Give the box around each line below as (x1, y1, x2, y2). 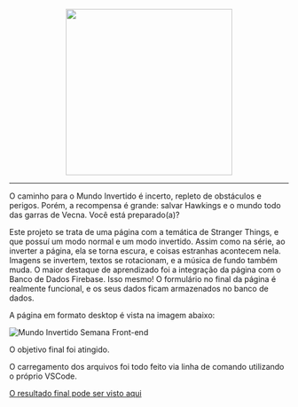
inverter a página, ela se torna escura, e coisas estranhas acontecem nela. (9, 246, 281, 256)
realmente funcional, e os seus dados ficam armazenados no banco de (9, 284, 269, 294)
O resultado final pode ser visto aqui (9, 388, 142, 398)
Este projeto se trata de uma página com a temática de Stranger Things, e (9, 227, 279, 237)
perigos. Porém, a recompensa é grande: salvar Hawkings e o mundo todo (9, 200, 281, 210)
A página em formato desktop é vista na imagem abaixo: (9, 310, 216, 320)
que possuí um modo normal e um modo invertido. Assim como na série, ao (9, 236, 286, 247)
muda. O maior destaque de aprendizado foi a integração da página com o (9, 264, 281, 275)
